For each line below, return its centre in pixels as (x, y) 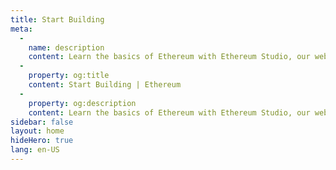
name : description (66, 47)
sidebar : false (42, 122)
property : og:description (82, 103)
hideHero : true (42, 141)
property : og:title (69, 76)
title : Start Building (57, 19)
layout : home (37, 131)
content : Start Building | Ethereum (105, 85)
